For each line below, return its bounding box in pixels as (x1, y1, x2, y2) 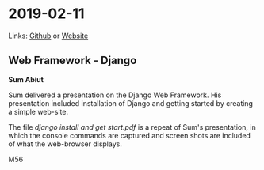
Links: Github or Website (8, 31, 89, 40)
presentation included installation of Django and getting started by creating (8, 98, 254, 108)
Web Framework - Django (8, 54, 137, 67)
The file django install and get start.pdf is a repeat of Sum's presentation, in (8, 122, 256, 131)
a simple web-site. (8, 107, 69, 116)
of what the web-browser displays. (8, 139, 123, 149)
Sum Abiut (8, 74, 44, 84)
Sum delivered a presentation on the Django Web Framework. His (8, 90, 222, 100)
